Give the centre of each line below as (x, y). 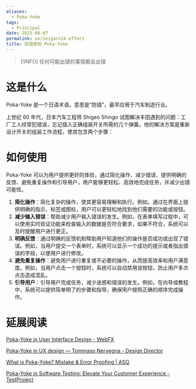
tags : (13, 22)
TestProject (20, 379)
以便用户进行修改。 (63, 253)
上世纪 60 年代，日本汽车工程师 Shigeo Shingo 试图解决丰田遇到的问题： (93, 117)
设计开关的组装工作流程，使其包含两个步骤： (60, 132)
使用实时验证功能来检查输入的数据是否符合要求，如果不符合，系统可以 (104, 223)
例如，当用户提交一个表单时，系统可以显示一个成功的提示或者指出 (104, 246)
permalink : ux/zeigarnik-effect (45, 39)
